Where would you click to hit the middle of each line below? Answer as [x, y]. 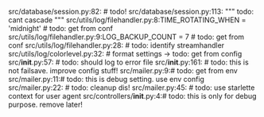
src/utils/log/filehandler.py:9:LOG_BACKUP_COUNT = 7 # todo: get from [126, 37]
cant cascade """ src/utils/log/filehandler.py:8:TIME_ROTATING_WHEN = [127, 20]
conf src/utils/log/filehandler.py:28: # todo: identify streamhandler [116, 45]
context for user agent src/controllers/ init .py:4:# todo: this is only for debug [132, 96]
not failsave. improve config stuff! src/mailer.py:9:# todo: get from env [123, 70]
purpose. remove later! [46, 104]
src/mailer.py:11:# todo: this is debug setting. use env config [107, 79]
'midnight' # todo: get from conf [61, 28]
